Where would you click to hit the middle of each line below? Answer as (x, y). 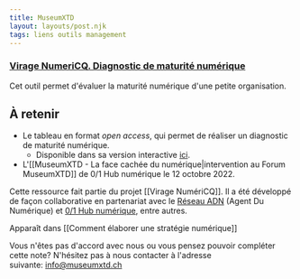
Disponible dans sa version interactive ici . (113, 155)
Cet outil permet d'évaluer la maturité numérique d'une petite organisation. (148, 86)
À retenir (35, 114)
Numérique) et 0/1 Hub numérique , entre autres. (98, 211)
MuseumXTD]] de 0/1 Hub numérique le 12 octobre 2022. (129, 174)
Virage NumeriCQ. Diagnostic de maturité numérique (127, 66)
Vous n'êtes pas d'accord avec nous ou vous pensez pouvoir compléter (143, 246)
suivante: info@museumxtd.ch (66, 265)
